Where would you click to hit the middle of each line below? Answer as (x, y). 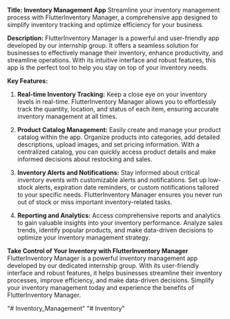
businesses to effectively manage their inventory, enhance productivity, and (115, 53)
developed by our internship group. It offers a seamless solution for (103, 45)
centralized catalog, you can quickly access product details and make (116, 152)
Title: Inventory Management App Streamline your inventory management (114, 10)
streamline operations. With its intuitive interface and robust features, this (112, 60)
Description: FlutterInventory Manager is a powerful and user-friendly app (113, 38)
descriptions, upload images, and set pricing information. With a (108, 144)
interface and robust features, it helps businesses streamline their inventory (115, 273)
